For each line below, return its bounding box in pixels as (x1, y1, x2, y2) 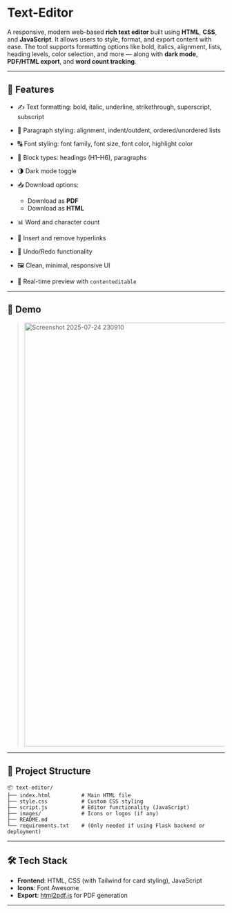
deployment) (7, 828, 41, 835)
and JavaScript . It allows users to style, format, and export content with (7, 35, 212, 43)
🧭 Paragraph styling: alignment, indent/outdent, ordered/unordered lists (17, 126, 221, 134)
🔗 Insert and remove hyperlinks (17, 233, 106, 242)
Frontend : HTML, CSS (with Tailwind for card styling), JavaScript (17, 876, 202, 885)
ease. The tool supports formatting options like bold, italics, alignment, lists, (7, 42, 222, 51)
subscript (17, 112, 45, 121)
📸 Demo (7, 303, 41, 316)
